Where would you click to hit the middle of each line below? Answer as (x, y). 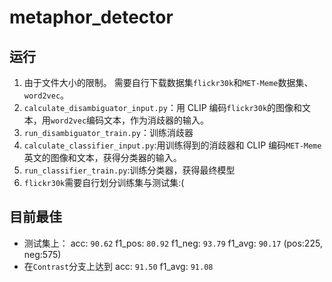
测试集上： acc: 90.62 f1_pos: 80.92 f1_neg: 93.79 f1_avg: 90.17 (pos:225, (173, 243)
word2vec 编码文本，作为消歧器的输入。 (130, 120)
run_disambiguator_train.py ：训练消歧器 (108, 132)
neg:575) (42, 254)
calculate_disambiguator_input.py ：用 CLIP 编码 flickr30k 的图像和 (163, 107)
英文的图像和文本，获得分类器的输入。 (102, 157)
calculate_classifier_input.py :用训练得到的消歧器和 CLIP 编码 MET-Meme (172, 145)
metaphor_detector (91, 17)
